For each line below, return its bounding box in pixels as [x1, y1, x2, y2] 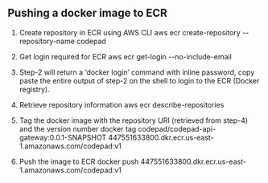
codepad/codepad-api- [138, 124, 216, 133]
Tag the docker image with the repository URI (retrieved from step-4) [19, 116, 249, 125]
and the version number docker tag [19, 124, 137, 133]
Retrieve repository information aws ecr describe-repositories [19, 100, 225, 109]
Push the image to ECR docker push [19, 157, 139, 166]
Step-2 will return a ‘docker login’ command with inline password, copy [19, 67, 255, 77]
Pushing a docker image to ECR [7, 6, 168, 20]
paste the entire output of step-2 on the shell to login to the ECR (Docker [19, 75, 260, 85]
